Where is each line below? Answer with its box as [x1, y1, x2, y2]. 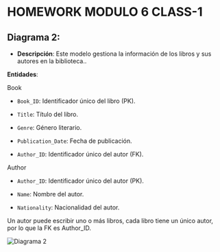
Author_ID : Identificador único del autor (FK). [16, 150, 144, 158]
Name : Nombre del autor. [16, 190, 84, 198]
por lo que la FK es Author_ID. [7, 224, 91, 232]
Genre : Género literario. [16, 124, 82, 131]
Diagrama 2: [7, 32, 60, 43]
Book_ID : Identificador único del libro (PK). [16, 97, 136, 105]
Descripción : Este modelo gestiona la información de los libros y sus [16, 49, 212, 58]
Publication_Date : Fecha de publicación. [16, 137, 132, 145]
